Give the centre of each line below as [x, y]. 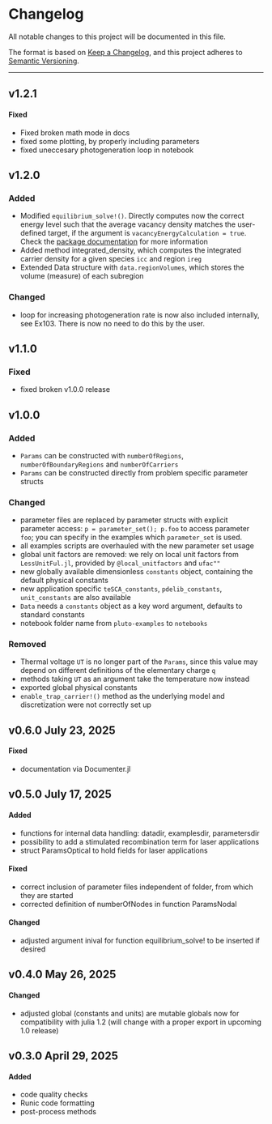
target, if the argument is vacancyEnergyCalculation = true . [147, 233]
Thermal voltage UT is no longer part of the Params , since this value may [139, 662]
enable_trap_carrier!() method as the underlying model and [122, 696]
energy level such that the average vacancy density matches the [128, 224]
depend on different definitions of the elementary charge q [118, 671]
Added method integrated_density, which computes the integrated [130, 250]
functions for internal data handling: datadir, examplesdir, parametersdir [140, 833]
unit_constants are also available [76, 598]
